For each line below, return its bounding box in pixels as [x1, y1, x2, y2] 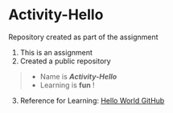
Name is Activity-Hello [39, 71, 117, 81]
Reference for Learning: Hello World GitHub [19, 95, 165, 105]
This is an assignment [19, 47, 93, 57]
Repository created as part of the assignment [8, 32, 159, 42]
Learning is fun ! [39, 80, 95, 90]
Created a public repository [19, 56, 111, 66]
